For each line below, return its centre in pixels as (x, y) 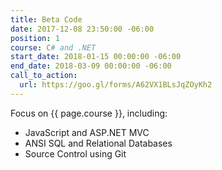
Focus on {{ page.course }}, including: (89, 113)
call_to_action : (44, 76)
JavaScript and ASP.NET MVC (87, 132)
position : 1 (35, 38)
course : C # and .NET (53, 47)
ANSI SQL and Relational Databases (98, 143)
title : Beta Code (46, 19)
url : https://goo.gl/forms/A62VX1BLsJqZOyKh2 (116, 85)
